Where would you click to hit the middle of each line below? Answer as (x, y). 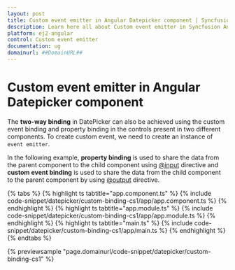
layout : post (26, 14)
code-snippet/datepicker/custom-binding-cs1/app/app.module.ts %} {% (112, 215)
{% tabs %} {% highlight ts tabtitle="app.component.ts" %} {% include (109, 193)
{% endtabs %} (29, 238)
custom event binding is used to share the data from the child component (114, 172)
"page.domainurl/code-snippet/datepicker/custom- (137, 251)
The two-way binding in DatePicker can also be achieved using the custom (116, 121)
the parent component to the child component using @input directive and (113, 164)
